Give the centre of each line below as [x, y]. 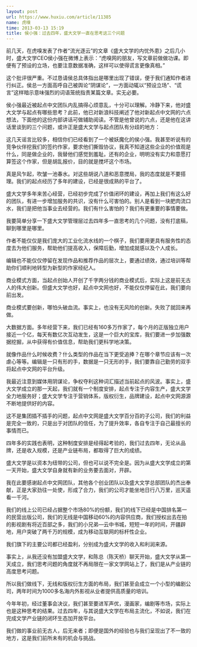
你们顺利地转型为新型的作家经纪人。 [55, 268]
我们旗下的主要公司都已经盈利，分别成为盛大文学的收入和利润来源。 [88, 544]
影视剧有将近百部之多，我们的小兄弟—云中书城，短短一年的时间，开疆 [96, 524]
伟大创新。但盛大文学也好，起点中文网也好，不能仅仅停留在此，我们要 [101, 287]
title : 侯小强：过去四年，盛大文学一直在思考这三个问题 [65, 33]
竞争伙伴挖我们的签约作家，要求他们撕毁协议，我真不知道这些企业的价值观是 [98, 147]
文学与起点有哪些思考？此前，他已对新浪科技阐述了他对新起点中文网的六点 [101, 113]
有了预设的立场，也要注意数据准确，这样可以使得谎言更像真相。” [88, 66]
